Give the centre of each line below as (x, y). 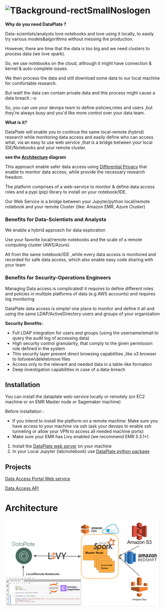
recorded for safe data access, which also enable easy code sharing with (79, 260)
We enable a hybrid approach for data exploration (55, 230)
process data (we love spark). (35, 54)
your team (15, 265)
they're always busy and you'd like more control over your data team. (75, 113)
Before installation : (25, 412)
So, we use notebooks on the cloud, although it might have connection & (79, 63)
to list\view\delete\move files (41, 359)
